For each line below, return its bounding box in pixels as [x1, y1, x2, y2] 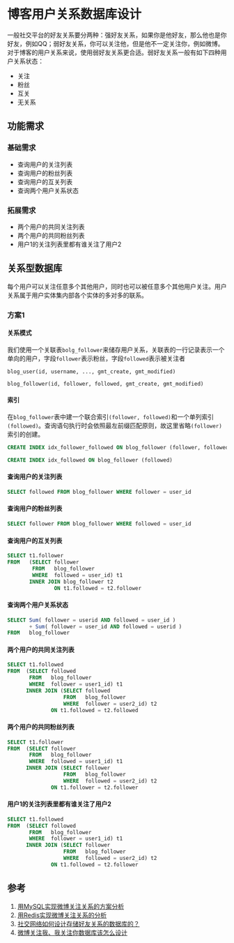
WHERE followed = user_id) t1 [32, 571, 123, 579]
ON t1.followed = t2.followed [51, 707, 139, 714]
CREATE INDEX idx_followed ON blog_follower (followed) [7, 456, 173, 464]
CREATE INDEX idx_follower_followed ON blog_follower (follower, [7, 444, 201, 451]
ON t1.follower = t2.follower [51, 784, 139, 791]
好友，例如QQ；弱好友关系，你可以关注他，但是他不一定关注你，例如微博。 [7, 39, 224, 47]
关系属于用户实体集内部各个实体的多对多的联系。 [7, 291, 148, 299]
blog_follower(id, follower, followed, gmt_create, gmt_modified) [7, 380, 204, 387]
